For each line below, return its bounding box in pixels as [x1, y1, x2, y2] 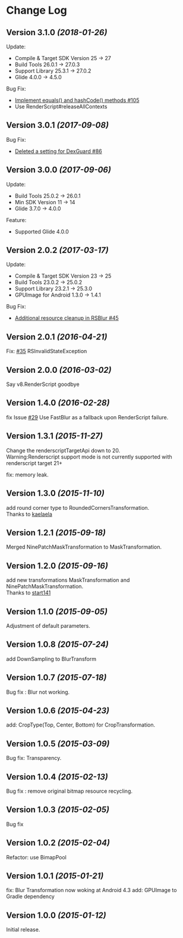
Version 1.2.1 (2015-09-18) [6, 528, 106, 538]
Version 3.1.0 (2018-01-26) [6, 27, 108, 38]
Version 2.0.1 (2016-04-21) [6, 332, 108, 342]
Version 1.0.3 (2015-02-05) [6, 805, 110, 815]
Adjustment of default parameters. [6, 622, 90, 629]
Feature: [6, 216, 27, 223]
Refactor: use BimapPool [6, 853, 67, 861]
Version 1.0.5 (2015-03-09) [6, 738, 110, 749]
